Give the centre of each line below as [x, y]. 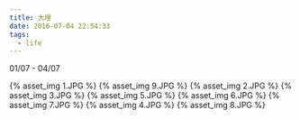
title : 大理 [30, 18]
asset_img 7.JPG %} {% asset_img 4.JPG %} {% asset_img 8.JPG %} [137, 105]
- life [30, 43]
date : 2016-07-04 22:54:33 [60, 26]
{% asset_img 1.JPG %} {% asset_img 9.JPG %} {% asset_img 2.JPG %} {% [151, 86]
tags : [19, 34]
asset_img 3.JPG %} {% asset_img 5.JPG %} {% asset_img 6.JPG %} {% [145, 96]
